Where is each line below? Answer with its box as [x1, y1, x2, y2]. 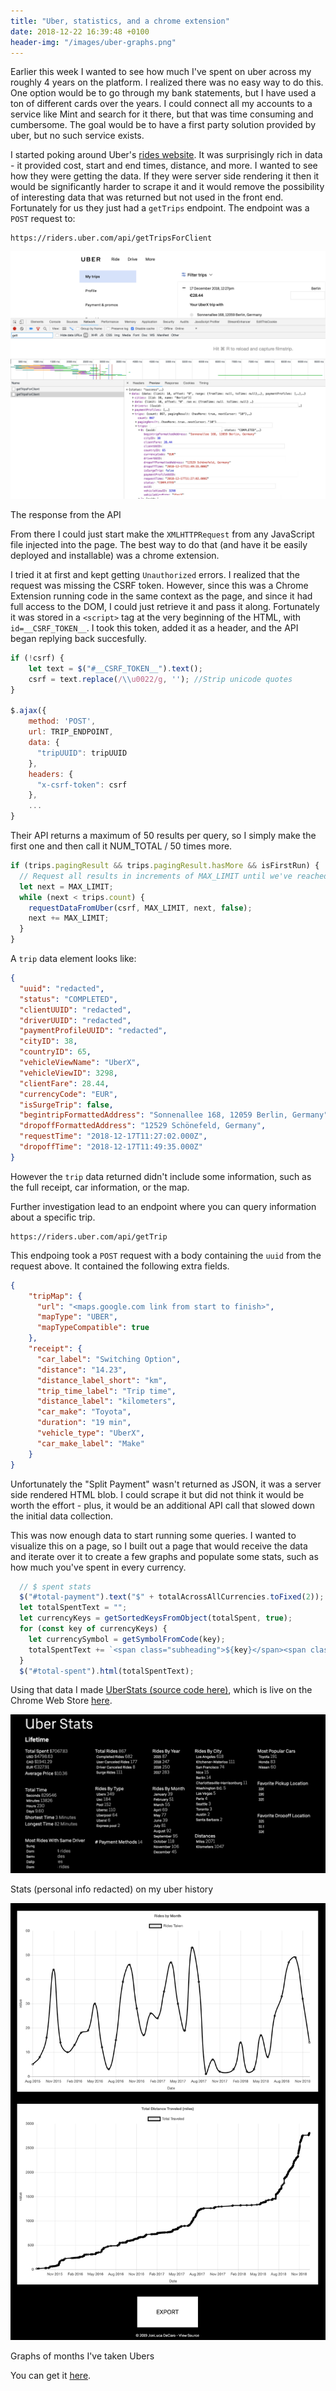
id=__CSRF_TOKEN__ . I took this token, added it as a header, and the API [10, 622, 299, 634]
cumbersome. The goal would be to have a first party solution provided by [10, 119, 316, 131]
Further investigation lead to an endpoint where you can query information [10, 1200, 317, 1212]
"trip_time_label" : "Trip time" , [36, 1386, 177, 1396]
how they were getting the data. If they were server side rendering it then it [10, 170, 320, 182]
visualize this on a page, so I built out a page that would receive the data [10, 1540, 308, 1552]
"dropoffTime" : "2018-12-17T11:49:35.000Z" [19, 1142, 203, 1152]
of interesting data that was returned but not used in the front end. [10, 191, 284, 204]
